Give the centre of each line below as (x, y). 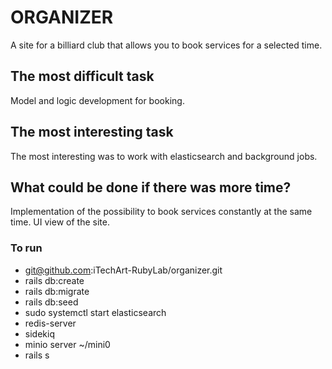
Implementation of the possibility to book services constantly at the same (161, 212)
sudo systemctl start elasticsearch (95, 312)
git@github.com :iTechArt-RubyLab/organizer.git (123, 270)
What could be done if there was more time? (151, 187)
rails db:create (54, 280)
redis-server (50, 323)
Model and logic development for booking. (97, 100)
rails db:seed (51, 302)
